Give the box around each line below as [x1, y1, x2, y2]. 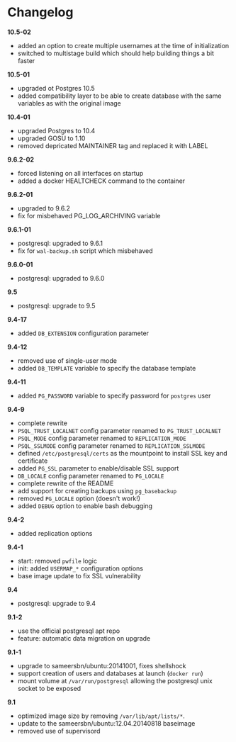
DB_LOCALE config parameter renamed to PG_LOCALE [17, 471, 164, 480]
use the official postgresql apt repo [17, 626, 120, 635]
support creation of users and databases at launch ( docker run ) [17, 669, 203, 678]
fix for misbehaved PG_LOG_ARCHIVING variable [17, 211, 161, 220]
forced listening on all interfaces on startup [17, 169, 144, 177]
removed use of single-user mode [17, 356, 117, 365]
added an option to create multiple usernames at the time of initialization [17, 41, 230, 50]
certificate [17, 456, 48, 465]
